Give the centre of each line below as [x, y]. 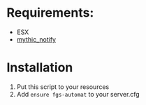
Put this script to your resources [63, 87]
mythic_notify [36, 39]
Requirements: [50, 13]
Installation [40, 68]
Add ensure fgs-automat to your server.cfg [78, 94]
